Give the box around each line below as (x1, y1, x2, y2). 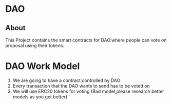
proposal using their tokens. (5, 43, 65, 49)
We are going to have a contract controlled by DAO (12, 77, 121, 83)
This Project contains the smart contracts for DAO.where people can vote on (5, 37, 167, 43)
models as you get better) (12, 93, 68, 100)
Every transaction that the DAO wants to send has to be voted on (12, 82, 150, 89)
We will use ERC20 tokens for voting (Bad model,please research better (12, 88, 164, 94)
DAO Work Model (5, 60, 80, 72)
